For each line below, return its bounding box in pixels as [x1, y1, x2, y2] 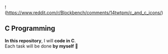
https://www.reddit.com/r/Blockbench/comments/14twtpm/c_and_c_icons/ [6, 10, 162, 16]
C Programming [5, 24, 56, 33]
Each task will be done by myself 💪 [5, 43, 78, 49]
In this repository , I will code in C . [5, 37, 76, 43]
